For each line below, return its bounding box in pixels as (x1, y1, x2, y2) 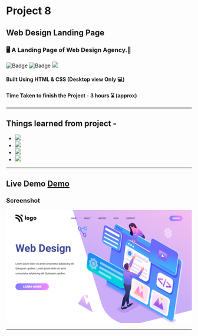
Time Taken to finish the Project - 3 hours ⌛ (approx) (6, 92, 137, 99)
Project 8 (6, 4, 51, 18)
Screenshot (6, 196, 40, 204)
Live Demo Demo (6, 178, 70, 188)
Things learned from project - (6, 119, 117, 129)
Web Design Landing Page (6, 28, 105, 38)
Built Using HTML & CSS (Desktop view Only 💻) (6, 76, 125, 83)
